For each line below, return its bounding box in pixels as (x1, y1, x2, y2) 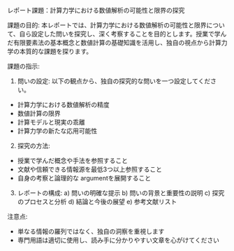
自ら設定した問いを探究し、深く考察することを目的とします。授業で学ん (19, 30, 227, 38)
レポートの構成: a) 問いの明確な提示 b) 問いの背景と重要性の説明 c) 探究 (17, 189, 225, 197)
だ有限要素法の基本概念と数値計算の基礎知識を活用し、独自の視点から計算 (7, 38, 221, 47)
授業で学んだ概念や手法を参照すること (17, 157, 128, 164)
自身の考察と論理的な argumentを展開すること (17, 174, 152, 182)
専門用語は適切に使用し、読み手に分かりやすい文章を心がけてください (17, 236, 220, 244)
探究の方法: (17, 142, 50, 150)
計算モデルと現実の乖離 (17, 118, 85, 126)
